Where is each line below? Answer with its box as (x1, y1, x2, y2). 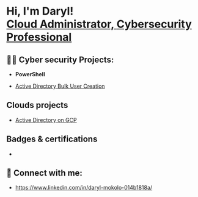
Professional (6, 30, 72, 44)
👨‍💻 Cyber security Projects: (6, 54, 114, 65)
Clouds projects (6, 100, 68, 110)
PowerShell (15, 71, 45, 77)
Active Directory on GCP (15, 116, 78, 123)
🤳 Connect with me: (6, 168, 82, 178)
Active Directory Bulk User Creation (15, 82, 105, 90)
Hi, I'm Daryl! (6, 4, 74, 18)
